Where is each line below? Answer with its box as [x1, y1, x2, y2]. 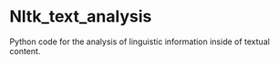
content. [9, 45, 41, 56]
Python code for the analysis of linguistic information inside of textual [9, 36, 271, 47]
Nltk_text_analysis [9, 6, 152, 27]
